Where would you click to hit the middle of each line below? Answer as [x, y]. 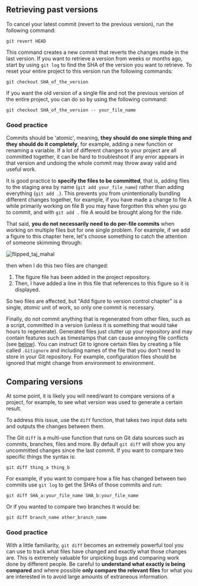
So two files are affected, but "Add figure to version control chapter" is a [94, 301]
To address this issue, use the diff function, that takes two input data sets [97, 420]
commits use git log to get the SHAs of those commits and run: [84, 485]
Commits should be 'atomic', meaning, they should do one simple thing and [99, 138]
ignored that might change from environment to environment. [81, 363]
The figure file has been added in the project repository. [83, 277]
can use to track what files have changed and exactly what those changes [97, 552]
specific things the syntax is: [41, 456]
